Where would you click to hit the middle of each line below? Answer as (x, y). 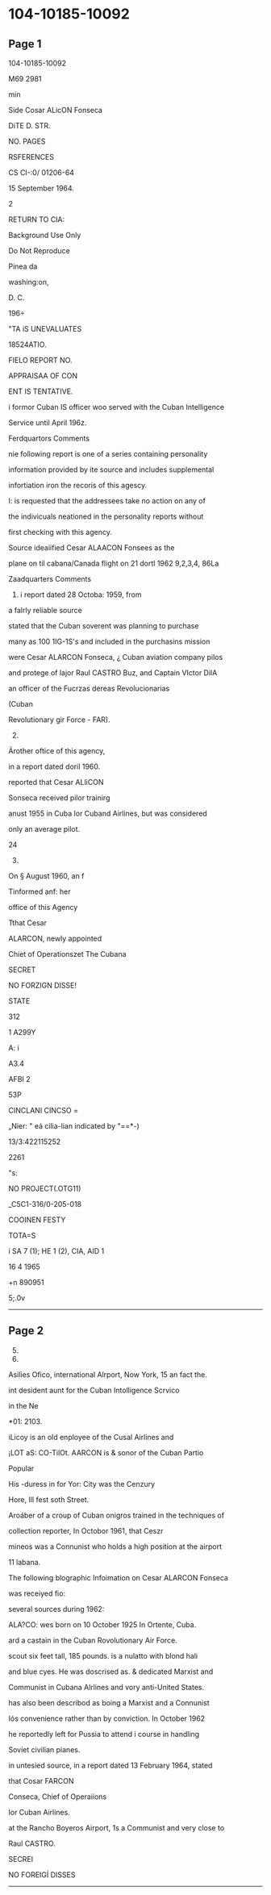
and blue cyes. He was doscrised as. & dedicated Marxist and (111, 1672)
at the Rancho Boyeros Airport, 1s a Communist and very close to (117, 1827)
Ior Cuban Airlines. (39, 1812)
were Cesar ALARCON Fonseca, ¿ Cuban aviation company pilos (116, 657)
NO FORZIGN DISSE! (42, 985)
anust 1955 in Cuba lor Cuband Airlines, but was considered (108, 813)
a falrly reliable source (45, 610)
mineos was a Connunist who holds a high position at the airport (115, 1546)
